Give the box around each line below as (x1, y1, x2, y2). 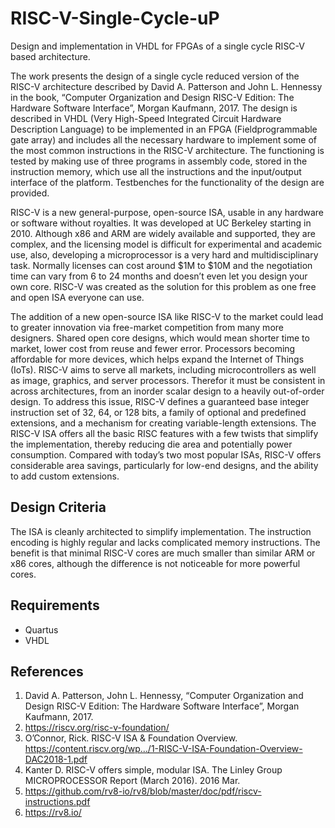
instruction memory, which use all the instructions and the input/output (10, 165, 302, 177)
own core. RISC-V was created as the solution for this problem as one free (10, 280, 317, 292)
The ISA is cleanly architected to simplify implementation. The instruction (10, 525, 312, 537)
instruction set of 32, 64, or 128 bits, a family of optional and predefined (10, 406, 307, 418)
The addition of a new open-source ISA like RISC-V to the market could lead (10, 310, 324, 322)
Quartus (24, 623, 59, 636)
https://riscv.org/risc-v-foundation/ (24, 722, 170, 734)
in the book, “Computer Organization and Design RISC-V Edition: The (10, 91, 295, 103)
